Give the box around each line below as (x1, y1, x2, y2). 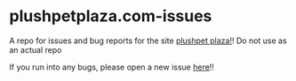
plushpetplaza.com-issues (9, 6, 212, 26)
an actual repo (9, 44, 62, 55)
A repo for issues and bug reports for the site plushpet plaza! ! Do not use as (9, 35, 287, 46)
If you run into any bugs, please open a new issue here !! (9, 62, 215, 72)
